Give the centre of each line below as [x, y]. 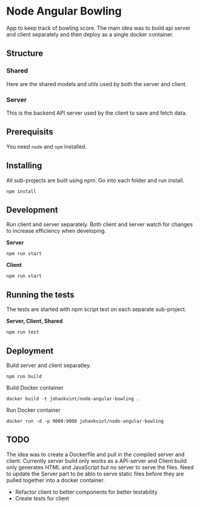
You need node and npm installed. [46, 146]
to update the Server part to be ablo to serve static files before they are [95, 474]
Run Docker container [34, 410]
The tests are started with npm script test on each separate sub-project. [96, 309]
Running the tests [40, 294]
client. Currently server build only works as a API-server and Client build [96, 461]
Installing [24, 166]
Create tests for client [42, 498]
